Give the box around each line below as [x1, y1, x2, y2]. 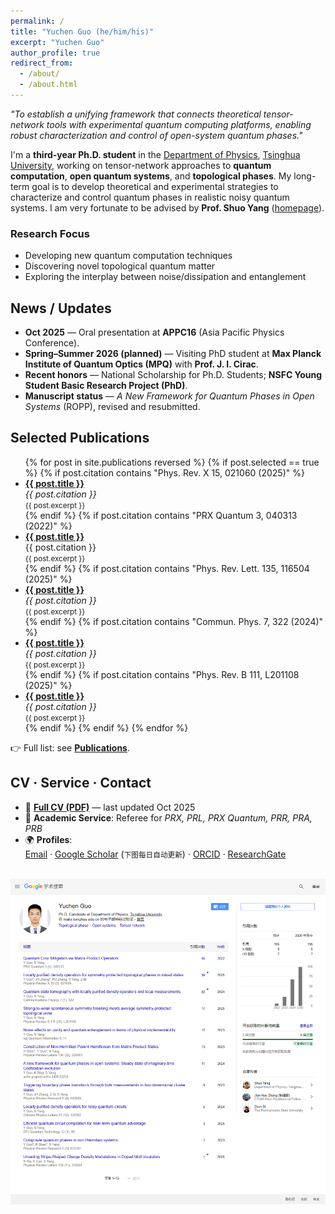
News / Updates [10, 300, 112, 317]
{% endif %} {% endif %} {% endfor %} [24, 721, 189, 734]
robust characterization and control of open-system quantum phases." [10, 129, 303, 141]
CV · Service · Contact [10, 775, 152, 792]
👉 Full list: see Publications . [10, 741, 130, 754]
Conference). [24, 336, 80, 349]
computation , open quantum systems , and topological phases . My [10, 170, 292, 182]
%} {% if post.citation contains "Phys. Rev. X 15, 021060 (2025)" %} [24, 466, 305, 479]
